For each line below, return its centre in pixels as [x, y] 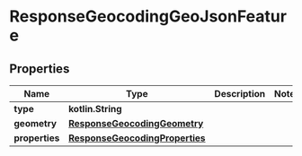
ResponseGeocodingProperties [137, 138]
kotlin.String [96, 109]
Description [240, 94]
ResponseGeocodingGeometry [136, 123]
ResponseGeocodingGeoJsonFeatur [148, 17]
